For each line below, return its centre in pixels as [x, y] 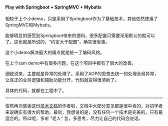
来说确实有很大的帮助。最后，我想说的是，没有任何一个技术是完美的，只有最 [84, 112]
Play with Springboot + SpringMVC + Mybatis [53, 7]
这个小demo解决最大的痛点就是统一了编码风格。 [55, 52]
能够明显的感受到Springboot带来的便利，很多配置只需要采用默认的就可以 [80, 35]
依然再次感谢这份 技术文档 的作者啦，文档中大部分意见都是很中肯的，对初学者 [84, 106]
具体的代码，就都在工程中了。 [36, 90]
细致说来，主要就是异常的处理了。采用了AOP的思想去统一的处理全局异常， [82, 74]
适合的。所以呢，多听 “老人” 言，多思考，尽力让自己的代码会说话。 [74, 118]
